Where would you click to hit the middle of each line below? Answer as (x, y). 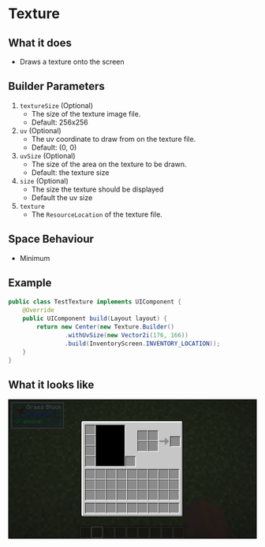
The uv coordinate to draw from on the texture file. (114, 139)
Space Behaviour (51, 239)
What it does (40, 43)
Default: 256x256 (60, 122)
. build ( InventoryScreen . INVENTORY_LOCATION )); (142, 344)
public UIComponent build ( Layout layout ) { (95, 319)
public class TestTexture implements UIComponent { (95, 302)
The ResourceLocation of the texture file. (97, 214)
